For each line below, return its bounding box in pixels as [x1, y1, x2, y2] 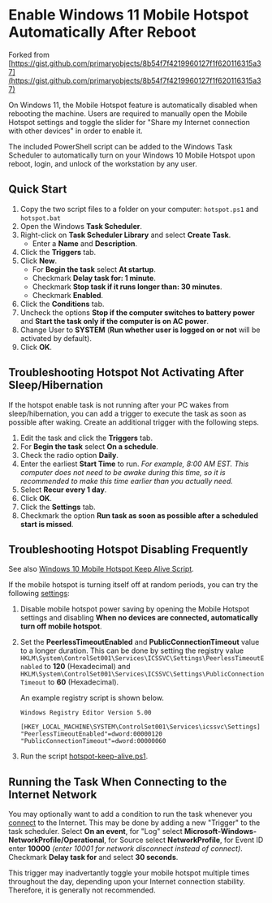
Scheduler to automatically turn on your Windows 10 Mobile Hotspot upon [8, 150, 256, 160]
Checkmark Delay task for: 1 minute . [32, 273, 156, 283]
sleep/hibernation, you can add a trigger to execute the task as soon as [8, 408, 247, 418]
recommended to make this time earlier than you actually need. [19, 476, 234, 486]
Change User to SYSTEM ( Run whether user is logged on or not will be [19, 325, 261, 335]
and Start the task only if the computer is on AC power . [19, 316, 209, 326]
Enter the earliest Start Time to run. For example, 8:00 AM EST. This [19, 459, 249, 469]
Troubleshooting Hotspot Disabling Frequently [8, 542, 248, 556]
